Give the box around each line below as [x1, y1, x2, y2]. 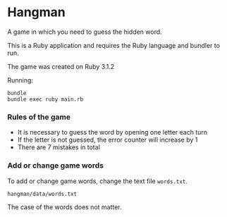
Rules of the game [7, 112, 70, 122]
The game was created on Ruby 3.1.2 [7, 62, 115, 70]
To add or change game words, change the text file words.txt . [7, 177, 188, 185]
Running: [7, 75, 34, 85]
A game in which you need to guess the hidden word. [7, 27, 162, 36]
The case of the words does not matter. [7, 202, 122, 211]
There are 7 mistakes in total [17, 143, 101, 151]
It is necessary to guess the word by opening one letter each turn [17, 128, 208, 137]
